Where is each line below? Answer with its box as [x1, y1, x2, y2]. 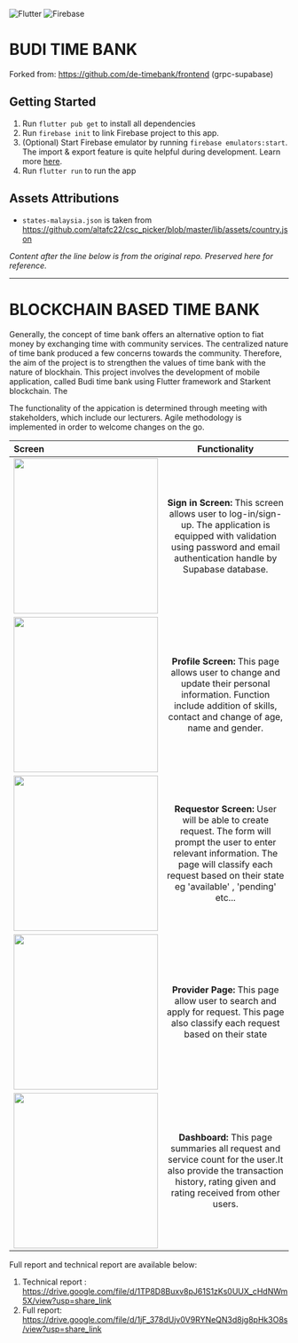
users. [212, 1197, 239, 1210]
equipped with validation [174, 529, 278, 541]
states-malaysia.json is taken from [21, 214, 153, 225]
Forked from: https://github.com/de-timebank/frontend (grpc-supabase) [9, 68, 274, 79]
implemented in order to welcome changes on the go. [9, 422, 205, 432]
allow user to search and [174, 994, 277, 1007]
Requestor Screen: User [174, 802, 278, 815]
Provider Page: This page [171, 984, 279, 996]
